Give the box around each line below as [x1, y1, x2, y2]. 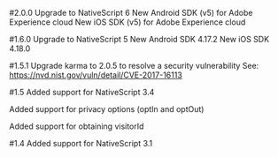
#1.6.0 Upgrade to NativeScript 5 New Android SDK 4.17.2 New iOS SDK [9, 34, 270, 44]
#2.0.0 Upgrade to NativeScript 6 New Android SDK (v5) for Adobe [9, 8, 253, 18]
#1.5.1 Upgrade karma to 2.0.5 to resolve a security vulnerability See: [9, 61, 259, 71]
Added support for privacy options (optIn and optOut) [9, 104, 205, 114]
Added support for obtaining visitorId [9, 121, 144, 131]
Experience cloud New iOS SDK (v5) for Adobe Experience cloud [9, 17, 246, 27]
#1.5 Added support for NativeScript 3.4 [9, 87, 155, 97]
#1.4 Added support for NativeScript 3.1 [9, 138, 153, 148]
